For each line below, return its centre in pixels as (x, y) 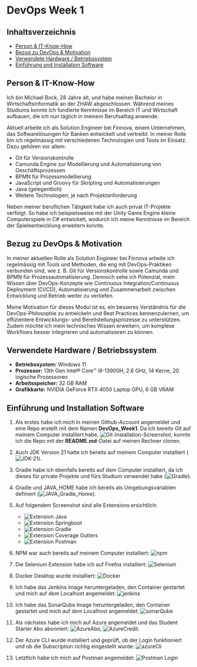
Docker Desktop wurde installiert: (55, 576)
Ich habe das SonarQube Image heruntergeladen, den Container (93, 605)
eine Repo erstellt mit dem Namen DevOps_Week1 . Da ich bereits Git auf (103, 428)
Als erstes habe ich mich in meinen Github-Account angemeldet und (98, 422)
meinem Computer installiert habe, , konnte (103, 435)
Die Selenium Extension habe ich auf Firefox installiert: (81, 565)
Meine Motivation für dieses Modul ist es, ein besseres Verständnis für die (96, 307)
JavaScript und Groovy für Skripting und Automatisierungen (87, 182)
